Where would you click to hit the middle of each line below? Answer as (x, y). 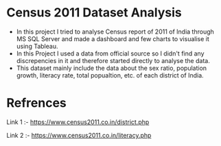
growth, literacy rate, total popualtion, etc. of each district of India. (110, 75)
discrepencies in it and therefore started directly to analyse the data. (113, 60)
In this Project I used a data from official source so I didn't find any (110, 53)
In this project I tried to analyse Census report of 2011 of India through (115, 32)
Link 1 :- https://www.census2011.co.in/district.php (78, 122)
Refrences (36, 103)
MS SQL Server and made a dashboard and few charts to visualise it (113, 38)
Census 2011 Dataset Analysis (94, 13)
